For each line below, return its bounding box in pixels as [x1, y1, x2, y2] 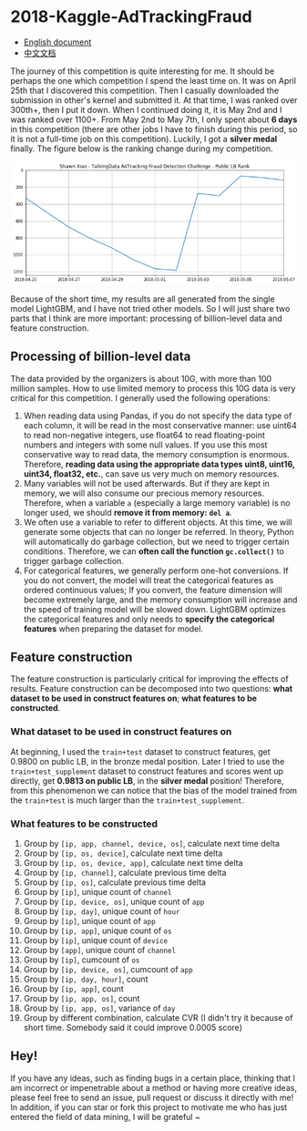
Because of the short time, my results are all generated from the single [10, 293, 276, 304]
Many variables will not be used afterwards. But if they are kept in [23, 478, 270, 488]
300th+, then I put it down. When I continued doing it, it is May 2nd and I [10, 104, 282, 115]
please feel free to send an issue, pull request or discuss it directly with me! [10, 1092, 294, 1103]
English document [23, 36, 92, 47]
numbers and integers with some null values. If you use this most [23, 439, 268, 450]
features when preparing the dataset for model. [23, 622, 204, 634]
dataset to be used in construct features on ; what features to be [10, 693, 258, 704]
